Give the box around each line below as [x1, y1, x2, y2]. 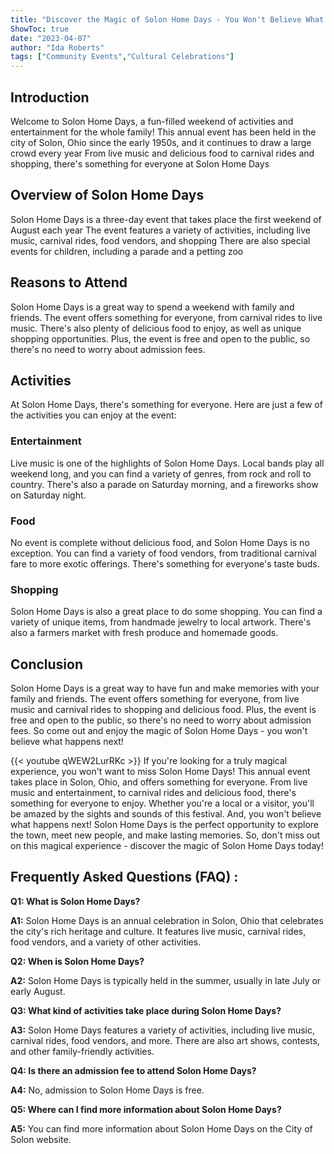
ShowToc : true [10, 24, 70, 34]
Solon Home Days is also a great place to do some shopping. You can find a [10, 606, 323, 618]
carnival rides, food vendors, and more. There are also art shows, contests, [10, 1034, 320, 1046]
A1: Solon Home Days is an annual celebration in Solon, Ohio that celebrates [10, 914, 324, 926]
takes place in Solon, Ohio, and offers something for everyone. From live [10, 776, 308, 788]
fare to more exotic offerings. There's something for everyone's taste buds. [10, 557, 320, 570]
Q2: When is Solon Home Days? [10, 955, 145, 967]
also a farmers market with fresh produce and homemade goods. [10, 627, 279, 639]
